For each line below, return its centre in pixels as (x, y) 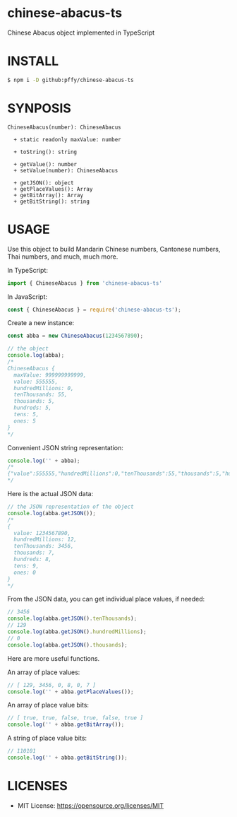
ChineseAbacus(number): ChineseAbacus (64, 127)
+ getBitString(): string (52, 201)
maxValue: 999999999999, (50, 375)
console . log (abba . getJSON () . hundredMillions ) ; (77, 632)
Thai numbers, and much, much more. (63, 257)
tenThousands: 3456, (44, 546)
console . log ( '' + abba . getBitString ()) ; (68, 758)
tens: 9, (26, 566)
